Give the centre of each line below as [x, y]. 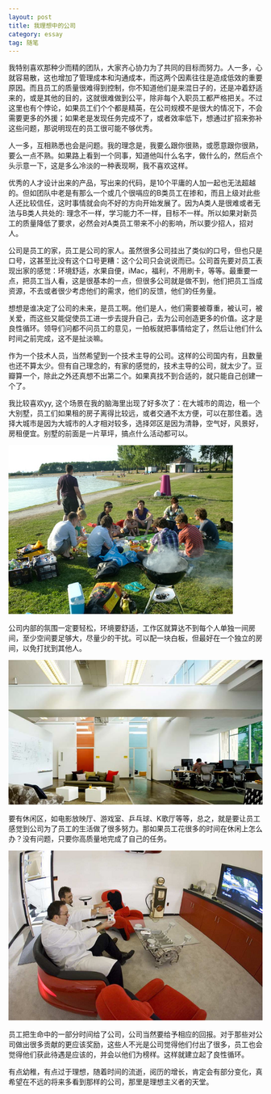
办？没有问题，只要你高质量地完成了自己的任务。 [90, 838]
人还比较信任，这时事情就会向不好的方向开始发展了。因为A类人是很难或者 [131, 203]
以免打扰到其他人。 [54, 648]
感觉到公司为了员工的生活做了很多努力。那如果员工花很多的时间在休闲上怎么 [135, 828]
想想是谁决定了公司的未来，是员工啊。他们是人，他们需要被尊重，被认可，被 [135, 308]
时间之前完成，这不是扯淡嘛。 [58, 339]
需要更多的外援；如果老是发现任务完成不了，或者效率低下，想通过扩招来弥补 [135, 118]
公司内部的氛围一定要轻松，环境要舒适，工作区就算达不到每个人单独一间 [128, 628]
